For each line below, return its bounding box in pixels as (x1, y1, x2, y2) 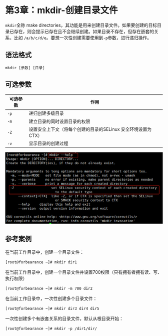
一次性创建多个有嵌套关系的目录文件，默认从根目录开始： (5, 315, 123, 321)
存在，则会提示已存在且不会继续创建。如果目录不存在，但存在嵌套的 (13, 28, 154, 34)
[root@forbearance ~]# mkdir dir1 (5, 259, 77, 265)
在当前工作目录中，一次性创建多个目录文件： (5, 295, 97, 301)
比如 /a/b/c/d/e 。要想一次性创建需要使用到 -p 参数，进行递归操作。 (13, 35, 151, 41)
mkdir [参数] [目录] (5, 65, 45, 70)
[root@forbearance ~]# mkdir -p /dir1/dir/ (5, 326, 97, 331)
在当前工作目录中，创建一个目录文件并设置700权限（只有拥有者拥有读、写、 (5, 269, 162, 275)
